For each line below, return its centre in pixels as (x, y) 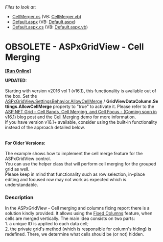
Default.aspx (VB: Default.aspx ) (44, 22)
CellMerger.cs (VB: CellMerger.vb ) (47, 16)
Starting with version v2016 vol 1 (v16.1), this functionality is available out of (81, 91)
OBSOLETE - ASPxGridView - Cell (75, 47)
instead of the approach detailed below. (45, 127)
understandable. (22, 185)
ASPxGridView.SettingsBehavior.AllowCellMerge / (55, 101)
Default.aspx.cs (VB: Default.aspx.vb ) (50, 27)
